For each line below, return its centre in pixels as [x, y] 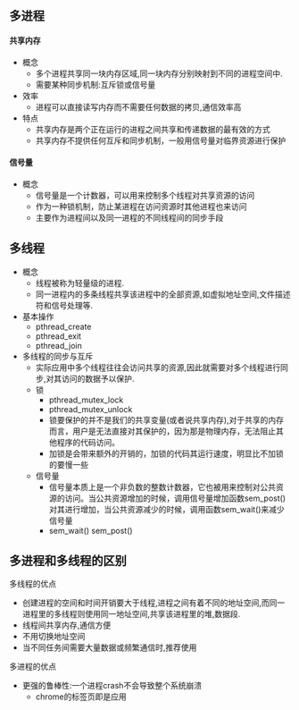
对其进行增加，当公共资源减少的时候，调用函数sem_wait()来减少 [167, 509]
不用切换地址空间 [54, 637]
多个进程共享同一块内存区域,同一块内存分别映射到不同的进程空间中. [159, 73]
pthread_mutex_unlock [91, 409]
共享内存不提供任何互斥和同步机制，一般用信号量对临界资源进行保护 [161, 140]
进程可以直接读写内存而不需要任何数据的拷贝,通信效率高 [138, 106]
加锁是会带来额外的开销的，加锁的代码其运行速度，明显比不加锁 [166, 453]
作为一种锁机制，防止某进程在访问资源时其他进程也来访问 [141, 206]
